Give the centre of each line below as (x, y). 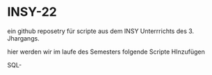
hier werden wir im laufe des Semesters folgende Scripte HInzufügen (106, 52)
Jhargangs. (23, 38)
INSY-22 (32, 12)
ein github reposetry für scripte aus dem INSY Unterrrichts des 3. (101, 31)
